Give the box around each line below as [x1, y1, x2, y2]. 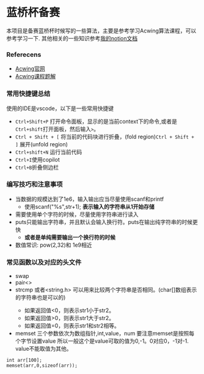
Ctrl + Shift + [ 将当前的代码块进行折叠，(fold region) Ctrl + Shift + [15, 133, 194, 140]
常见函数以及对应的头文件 [6, 258, 82, 266]
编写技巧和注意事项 [6, 180, 63, 189]
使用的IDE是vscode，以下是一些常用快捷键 [6, 105, 114, 112]
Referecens [6, 50, 42, 59]
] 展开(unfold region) [15, 140, 68, 148]
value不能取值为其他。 [15, 345, 72, 353]
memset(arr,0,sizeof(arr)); [6, 362, 78, 369]
